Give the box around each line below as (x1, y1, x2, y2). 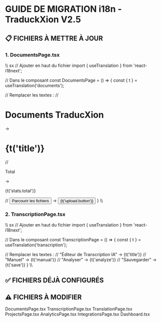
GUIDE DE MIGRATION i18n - (5, 3, 122, 15)
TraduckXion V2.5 (5, 14, 81, 25)
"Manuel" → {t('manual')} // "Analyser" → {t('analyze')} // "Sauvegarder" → (5, 257, 157, 263)
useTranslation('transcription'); (5, 242, 67, 248)
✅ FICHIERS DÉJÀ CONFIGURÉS (5, 276, 104, 285)
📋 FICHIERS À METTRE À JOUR (5, 34, 103, 42)
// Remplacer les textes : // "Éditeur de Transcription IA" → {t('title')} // (5, 252, 146, 258)
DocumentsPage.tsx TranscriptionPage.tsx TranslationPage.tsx (5, 306, 133, 312)
